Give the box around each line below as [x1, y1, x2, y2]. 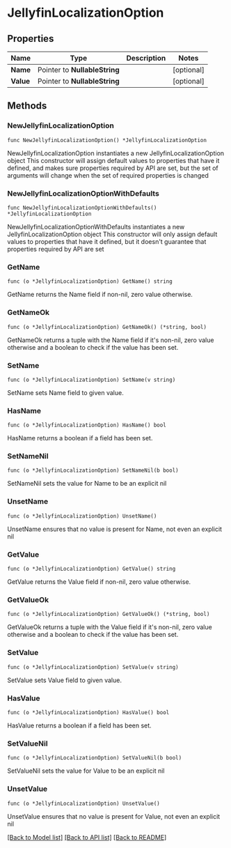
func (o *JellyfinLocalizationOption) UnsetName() [7, 512, 157, 520]
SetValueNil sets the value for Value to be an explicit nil [7, 766, 165, 775]
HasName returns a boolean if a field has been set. [7, 434, 153, 442]
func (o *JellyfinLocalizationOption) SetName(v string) [7, 376, 176, 383]
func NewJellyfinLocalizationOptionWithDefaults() [7, 204, 157, 211]
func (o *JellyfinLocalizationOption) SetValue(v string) [7, 663, 179, 670]
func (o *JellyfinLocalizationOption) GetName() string [7, 278, 173, 285]
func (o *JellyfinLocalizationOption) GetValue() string [7, 566, 176, 573]
